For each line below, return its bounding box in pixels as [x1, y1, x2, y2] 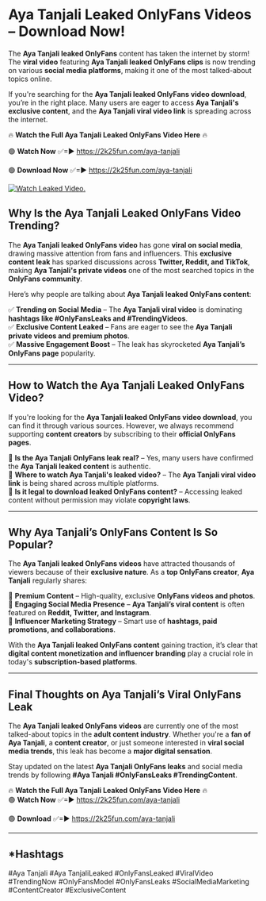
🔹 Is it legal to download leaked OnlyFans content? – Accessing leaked [8, 487, 243, 496]
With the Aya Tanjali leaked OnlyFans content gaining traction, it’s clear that [8, 641, 258, 650]
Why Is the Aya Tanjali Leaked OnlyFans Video [8, 206, 241, 220]
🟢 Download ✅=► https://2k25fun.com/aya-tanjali [8, 814, 176, 823]
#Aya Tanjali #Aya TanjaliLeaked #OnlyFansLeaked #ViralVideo [8, 868, 214, 878]
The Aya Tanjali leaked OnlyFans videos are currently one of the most [8, 721, 239, 731]
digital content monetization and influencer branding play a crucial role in [8, 649, 253, 658]
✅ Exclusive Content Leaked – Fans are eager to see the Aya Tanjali [8, 322, 233, 331]
